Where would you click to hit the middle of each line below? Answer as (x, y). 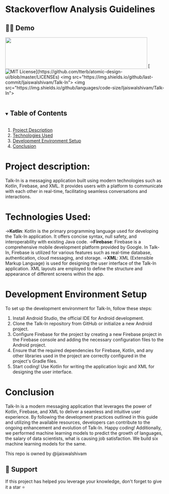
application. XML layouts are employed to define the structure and (74, 268)
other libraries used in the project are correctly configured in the (79, 356)
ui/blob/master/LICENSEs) (32, 77)
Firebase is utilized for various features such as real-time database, (82, 252)
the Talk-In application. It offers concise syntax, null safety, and (71, 236)
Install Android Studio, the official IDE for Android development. (78, 318)
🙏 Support (21, 469)
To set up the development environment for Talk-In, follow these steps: (79, 308)
